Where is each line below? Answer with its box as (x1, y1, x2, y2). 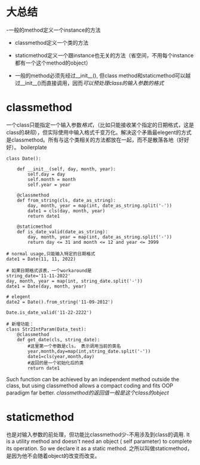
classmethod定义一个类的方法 (14, 39, 89, 46)
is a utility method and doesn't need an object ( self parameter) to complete (6, 438, 192, 445)
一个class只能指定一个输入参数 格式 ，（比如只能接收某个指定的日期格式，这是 (6, 121, 195, 129)
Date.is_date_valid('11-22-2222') (6, 309, 93, 316)
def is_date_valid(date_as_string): (17, 228, 109, 235)
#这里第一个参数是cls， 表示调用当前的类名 (27, 343, 121, 349)
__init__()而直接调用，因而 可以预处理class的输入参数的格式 (20, 79, 164, 87)
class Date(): (6, 155, 42, 161)
